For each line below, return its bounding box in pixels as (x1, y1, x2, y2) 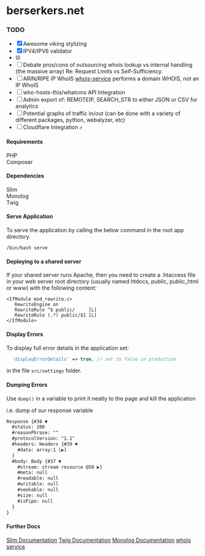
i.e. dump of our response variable (6, 407, 94, 414)
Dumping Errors (6, 381, 48, 388)
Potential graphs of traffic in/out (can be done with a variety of (23, 110, 181, 117)
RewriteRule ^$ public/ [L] (14, 307, 97, 313)
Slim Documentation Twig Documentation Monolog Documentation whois (6, 536, 192, 544)
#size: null (17, 492, 48, 498)
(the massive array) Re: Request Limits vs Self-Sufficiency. (15, 68, 163, 75)
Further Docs (6, 523, 41, 530)
